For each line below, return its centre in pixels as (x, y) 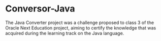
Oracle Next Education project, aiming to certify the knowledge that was (81, 27)
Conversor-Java (40, 9)
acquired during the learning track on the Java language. (65, 33)
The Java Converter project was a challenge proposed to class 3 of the (79, 22)
